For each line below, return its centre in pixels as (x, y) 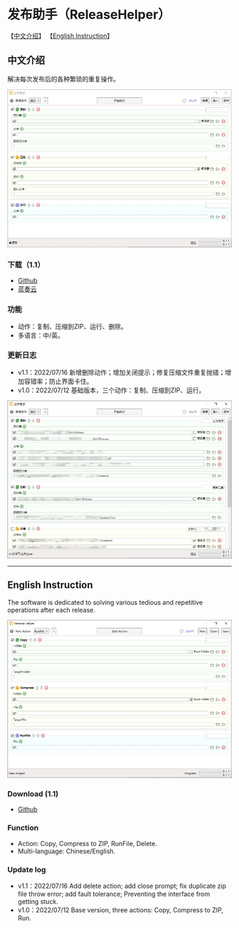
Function (23, 828)
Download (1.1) (33, 794)
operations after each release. (52, 610)
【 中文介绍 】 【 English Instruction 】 (60, 36)
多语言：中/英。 (41, 335)
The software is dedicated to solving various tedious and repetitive (105, 602)
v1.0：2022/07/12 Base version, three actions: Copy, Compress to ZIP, (121, 910)
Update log (27, 870)
